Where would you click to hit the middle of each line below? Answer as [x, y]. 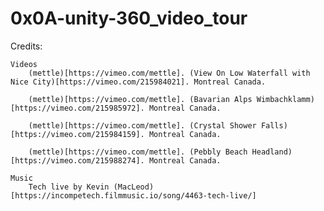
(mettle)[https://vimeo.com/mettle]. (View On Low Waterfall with [169, 73]
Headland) [272, 152]
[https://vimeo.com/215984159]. [77, 134]
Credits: [26, 46]
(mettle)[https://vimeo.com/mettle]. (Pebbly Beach [138, 152]
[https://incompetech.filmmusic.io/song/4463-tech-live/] [133, 195]
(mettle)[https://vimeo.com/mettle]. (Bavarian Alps [140, 99]
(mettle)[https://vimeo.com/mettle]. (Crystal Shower [142, 125]
